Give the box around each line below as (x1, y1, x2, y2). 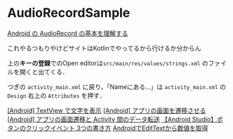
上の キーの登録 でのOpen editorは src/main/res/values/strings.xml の (7, 58, 208, 67)
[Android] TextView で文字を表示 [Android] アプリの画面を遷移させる (7, 106, 206, 114)
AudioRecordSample (7, 5, 131, 21)
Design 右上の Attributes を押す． (7, 91, 106, 100)
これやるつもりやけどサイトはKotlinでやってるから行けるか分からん (7, 44, 201, 52)
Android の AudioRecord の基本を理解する (7, 29, 128, 37)
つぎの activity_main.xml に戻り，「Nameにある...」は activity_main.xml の (7, 82, 227, 91)
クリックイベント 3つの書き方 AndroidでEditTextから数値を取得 (25, 124, 208, 132)
